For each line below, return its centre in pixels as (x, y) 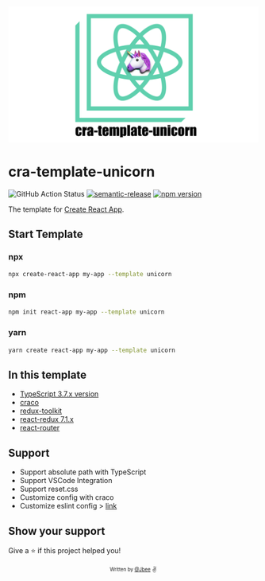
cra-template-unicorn (82, 172)
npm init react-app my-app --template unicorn (86, 312)
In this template (48, 374)
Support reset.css (49, 489)
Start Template (46, 234)
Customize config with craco (67, 497)
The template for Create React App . (66, 209)
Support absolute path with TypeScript (83, 472)
